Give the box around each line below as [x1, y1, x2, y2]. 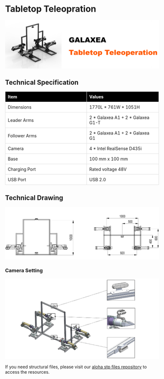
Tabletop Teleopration [5, 3, 97, 15]
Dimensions [8, 104, 32, 110]
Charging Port [8, 167, 36, 172]
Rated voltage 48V [89, 167, 127, 172]
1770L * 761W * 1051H [89, 104, 140, 110]
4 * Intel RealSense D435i [89, 146, 142, 152]
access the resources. [5, 369, 50, 375]
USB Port [8, 177, 26, 183]
